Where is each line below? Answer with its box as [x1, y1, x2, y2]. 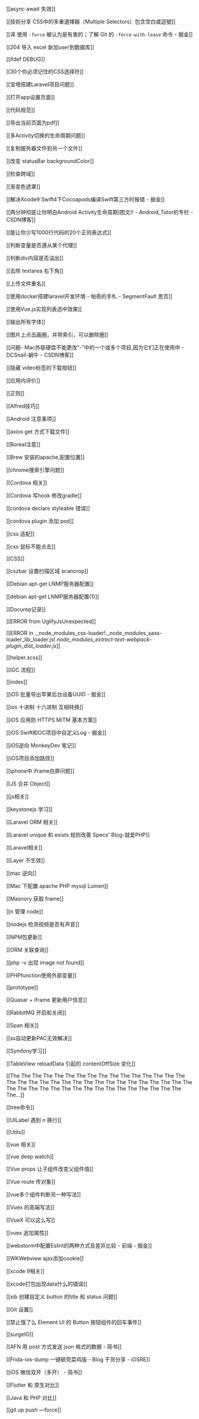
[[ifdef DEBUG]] [6, 56, 45, 63]
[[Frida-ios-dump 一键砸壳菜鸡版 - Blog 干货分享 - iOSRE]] [6, 1356, 150, 1363]
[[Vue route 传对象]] [6, 1178, 56, 1185]
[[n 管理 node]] [6, 908, 43, 915]
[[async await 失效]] [6, 5, 56, 12]
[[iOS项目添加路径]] [6, 755, 55, 762]
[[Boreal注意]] [6, 441, 41, 448]
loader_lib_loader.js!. [6, 636, 57, 643]
